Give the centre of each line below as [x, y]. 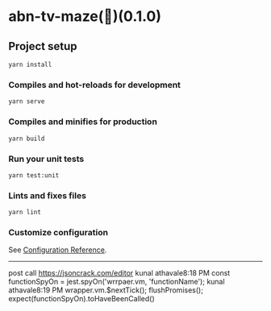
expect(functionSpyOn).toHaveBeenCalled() [81, 299]
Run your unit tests [46, 159]
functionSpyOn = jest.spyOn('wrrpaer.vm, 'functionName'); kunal [117, 282]
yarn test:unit [34, 175]
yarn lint [25, 213]
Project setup [43, 46]
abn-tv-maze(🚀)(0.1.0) [85, 17]
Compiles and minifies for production [83, 122]
